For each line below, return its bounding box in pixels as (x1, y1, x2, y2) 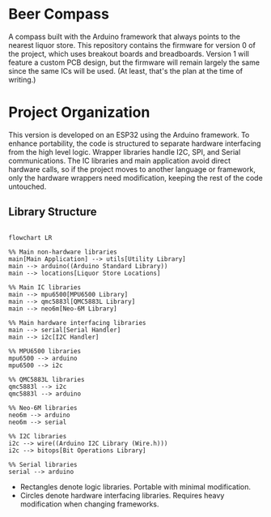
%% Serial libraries (8, 460, 78, 468)
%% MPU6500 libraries (8, 347, 82, 355)
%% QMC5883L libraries (8, 375, 85, 383)
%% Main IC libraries (8, 283, 82, 292)
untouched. (8, 182, 47, 191)
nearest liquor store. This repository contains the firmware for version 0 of (8, 40, 256, 49)
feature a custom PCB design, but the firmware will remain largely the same (8, 58, 260, 67)
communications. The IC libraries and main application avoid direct (8, 156, 231, 165)
